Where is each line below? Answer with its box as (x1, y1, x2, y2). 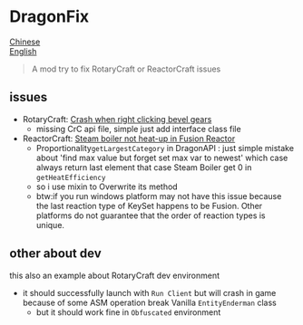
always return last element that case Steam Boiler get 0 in (35, 161, 252, 173)
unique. (35, 219, 65, 230)
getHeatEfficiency (35, 173, 106, 182)
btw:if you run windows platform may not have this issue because (35, 190, 282, 201)
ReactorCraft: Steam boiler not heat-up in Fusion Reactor (22, 133, 236, 144)
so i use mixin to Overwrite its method (35, 181, 179, 192)
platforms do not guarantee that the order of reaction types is (35, 210, 266, 221)
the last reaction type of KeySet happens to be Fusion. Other (35, 200, 263, 211)
